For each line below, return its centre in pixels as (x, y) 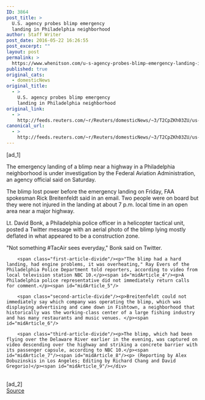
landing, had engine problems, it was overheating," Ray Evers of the (98, 264)
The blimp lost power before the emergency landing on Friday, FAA (91, 191)
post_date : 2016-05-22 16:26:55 (47, 40)
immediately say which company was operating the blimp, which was (94, 302)
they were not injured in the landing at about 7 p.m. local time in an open (97, 204)
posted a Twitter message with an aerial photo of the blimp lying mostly (96, 229)
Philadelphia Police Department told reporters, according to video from (102, 270)
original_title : (27, 86)
